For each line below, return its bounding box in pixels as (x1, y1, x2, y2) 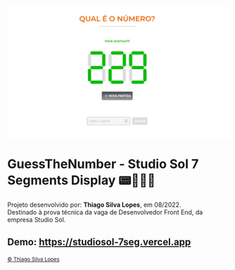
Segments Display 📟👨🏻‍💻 (7, 172, 156, 188)
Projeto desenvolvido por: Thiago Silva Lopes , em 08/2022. (7, 200, 182, 209)
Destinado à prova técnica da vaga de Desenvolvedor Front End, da (7, 208, 203, 217)
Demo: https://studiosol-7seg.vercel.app (7, 236, 191, 247)
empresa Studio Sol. (7, 216, 66, 224)
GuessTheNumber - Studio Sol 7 (7, 156, 199, 172)
